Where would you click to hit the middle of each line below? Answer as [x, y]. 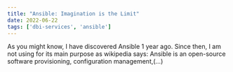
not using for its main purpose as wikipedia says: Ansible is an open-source [116, 54]
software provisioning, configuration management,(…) [85, 62]
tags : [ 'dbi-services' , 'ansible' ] [59, 27]
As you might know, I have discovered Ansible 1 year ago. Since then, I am [114, 47]
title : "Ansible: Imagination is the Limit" [73, 14]
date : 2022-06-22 [33, 20]
